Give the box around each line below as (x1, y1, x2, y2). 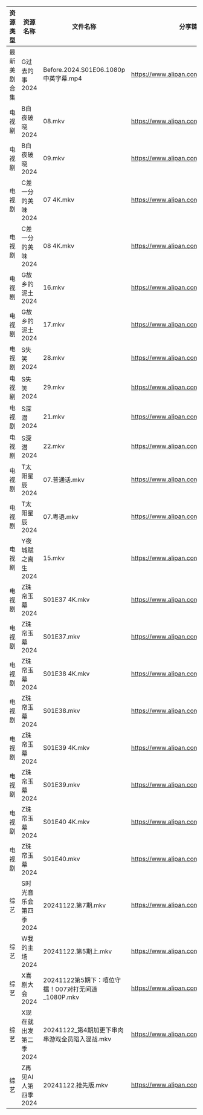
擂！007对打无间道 (43, 985, 98, 993)
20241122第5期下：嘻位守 (43, 976, 121, 984)
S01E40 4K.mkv (43, 818, 90, 826)
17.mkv (43, 320, 65, 328)
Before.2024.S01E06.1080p (43, 66, 126, 74)
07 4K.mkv (43, 196, 74, 204)
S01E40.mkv (43, 855, 80, 863)
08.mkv (43, 117, 65, 125)
